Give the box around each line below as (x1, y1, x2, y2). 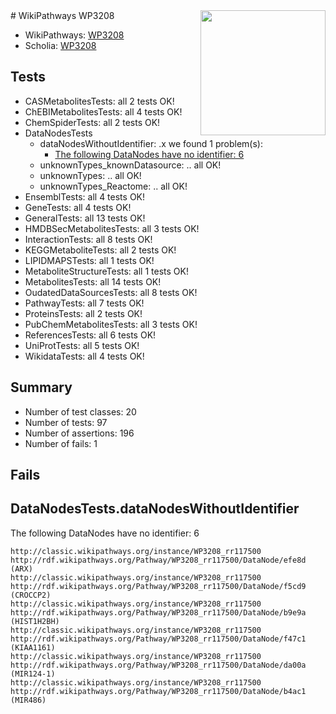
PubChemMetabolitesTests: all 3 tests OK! (24, 318, 198, 330)
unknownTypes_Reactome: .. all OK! (39, 180, 188, 192)
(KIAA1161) (10, 642, 56, 653)
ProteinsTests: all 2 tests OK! (24, 307, 143, 319)
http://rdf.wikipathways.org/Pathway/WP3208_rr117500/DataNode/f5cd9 (10, 581, 307, 591)
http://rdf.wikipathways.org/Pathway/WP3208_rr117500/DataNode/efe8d (10, 555, 307, 565)
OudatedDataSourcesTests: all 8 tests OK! (24, 286, 198, 298)
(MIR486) (10, 695, 47, 705)
